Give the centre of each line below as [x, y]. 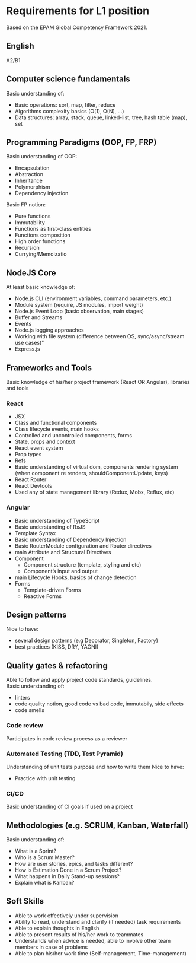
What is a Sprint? [36, 851]
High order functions [40, 241]
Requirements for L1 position [78, 11]
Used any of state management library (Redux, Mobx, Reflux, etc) [94, 492]
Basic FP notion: [26, 205]
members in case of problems [51, 947]
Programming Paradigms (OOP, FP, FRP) [81, 142]
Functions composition [43, 235]
